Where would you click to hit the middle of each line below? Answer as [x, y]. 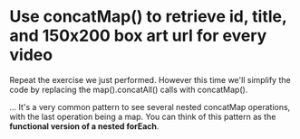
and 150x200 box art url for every [138, 36]
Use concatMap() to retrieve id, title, [148, 17]
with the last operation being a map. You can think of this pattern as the [143, 116]
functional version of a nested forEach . [84, 126]
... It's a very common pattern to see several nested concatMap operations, [150, 107]
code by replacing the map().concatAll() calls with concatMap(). [129, 89]
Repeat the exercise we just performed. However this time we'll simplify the [150, 79]
